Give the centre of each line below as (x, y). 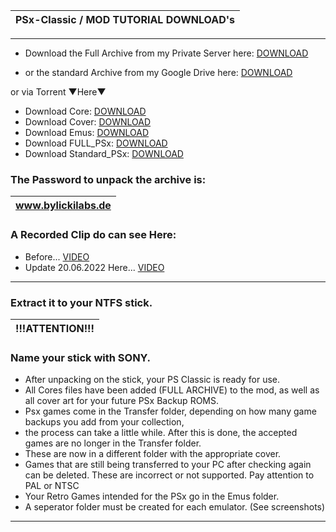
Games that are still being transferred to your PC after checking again (168, 465)
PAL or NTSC (52, 486)
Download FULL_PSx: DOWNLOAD (96, 143)
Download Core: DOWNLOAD (85, 111)
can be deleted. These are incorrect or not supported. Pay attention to (169, 475)
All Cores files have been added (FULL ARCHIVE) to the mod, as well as (172, 390)
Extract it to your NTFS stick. (81, 302)
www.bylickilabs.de (63, 206)
